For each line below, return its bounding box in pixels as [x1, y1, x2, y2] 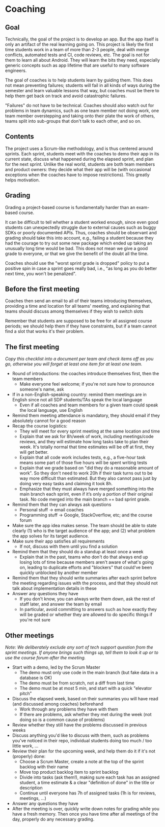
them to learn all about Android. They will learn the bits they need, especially [5, 57, 160, 63]
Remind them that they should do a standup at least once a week [12, 549, 144, 555]
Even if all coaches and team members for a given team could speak [19, 402, 158, 408]
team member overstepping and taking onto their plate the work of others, [5, 113, 155, 119]
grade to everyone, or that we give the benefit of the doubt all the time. [5, 251, 149, 256]
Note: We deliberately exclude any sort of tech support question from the [5, 645, 153, 650]
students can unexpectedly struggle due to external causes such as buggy [5, 224, 156, 230]
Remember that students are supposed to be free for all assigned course [5, 318, 152, 324]
